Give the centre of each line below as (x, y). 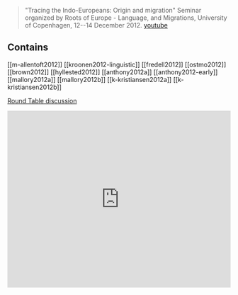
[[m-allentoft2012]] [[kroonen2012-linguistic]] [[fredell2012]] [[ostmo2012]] (117, 64)
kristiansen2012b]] (35, 87)
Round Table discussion (42, 100)
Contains (28, 48)
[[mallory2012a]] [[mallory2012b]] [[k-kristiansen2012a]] (90, 79)
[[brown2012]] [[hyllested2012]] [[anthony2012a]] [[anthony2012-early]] (113, 72)
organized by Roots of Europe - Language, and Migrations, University (126, 18)
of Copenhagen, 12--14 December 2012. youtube (96, 25)
